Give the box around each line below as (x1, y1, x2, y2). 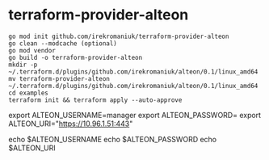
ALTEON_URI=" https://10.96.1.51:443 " (8, 119, 133, 128)
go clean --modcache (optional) (8, 39, 117, 48)
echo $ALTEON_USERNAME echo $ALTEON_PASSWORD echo (8, 134, 217, 144)
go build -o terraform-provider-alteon (8, 53, 143, 61)
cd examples (8, 89, 48, 97)
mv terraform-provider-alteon (8, 74, 111, 82)
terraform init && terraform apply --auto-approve (8, 95, 183, 104)
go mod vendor (8, 46, 57, 54)
